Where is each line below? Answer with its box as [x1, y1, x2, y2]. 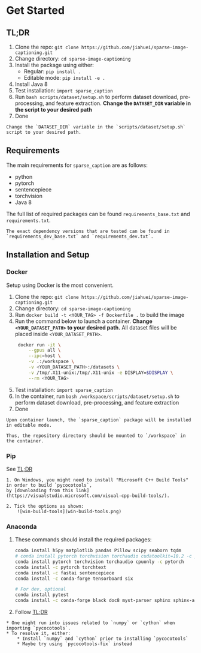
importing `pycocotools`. [6, 625, 71, 631]
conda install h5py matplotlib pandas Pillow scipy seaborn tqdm [14, 547, 181, 554]
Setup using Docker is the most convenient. [6, 281, 114, 289]
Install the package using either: [14, 61, 94, 68]
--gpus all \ [28, 348, 61, 354]
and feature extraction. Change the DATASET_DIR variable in [45, 100, 191, 107]
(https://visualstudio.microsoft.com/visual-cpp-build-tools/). [6, 493, 170, 499]
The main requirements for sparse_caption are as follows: [6, 161, 148, 169]
